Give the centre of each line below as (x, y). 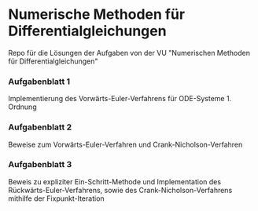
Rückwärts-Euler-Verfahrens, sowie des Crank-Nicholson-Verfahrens (120, 190)
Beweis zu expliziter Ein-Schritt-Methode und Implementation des (115, 181)
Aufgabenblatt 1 (39, 82)
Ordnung (22, 107)
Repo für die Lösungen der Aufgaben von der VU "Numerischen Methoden (129, 53)
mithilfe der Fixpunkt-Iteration (56, 198)
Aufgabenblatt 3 (40, 165)
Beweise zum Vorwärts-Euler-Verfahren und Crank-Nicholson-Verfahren (125, 144)
